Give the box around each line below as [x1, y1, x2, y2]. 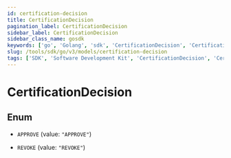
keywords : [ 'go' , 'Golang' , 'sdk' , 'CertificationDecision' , [7, 42, 186, 49]
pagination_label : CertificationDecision [7, 23, 128, 30]
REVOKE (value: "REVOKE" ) [16, 143, 86, 151]
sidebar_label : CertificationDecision [7, 29, 118, 36]
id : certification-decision [7, 10, 88, 17]
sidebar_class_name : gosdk [7, 36, 85, 43]
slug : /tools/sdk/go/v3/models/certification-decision [7, 49, 168, 56]
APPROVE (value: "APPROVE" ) [16, 130, 91, 138]
